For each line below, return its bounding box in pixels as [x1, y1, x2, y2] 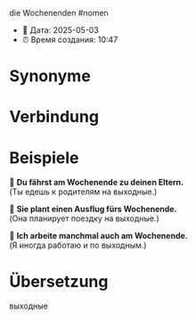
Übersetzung [9, 271, 109, 291]
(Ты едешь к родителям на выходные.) [9, 186, 158, 197]
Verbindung [9, 107, 100, 127]
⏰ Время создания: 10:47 [21, 35, 118, 45]
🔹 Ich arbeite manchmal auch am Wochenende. [9, 231, 189, 242]
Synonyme [9, 66, 91, 86]
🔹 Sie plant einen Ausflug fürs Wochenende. [9, 204, 177, 215]
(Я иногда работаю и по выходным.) [9, 240, 147, 250]
